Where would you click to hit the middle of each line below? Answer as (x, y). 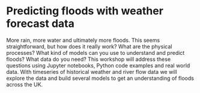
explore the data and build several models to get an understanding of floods (100, 78)
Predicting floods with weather (85, 11)
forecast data (41, 24)
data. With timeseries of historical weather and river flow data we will (92, 72)
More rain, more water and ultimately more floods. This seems (83, 40)
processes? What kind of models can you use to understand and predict (95, 52)
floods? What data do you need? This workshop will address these (89, 59)
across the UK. (25, 84)
